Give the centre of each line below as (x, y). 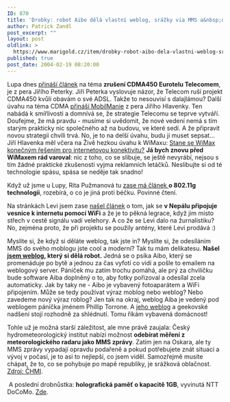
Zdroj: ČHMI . (25, 371)
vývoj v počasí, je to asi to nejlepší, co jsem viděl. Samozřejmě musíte (105, 356)
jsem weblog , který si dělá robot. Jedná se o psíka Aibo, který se (100, 256)
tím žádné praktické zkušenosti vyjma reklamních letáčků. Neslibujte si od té (115, 164)
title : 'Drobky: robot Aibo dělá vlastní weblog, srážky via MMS (102, 20)
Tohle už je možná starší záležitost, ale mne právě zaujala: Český (99, 327)
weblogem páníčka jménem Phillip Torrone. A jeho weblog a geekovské (107, 306)
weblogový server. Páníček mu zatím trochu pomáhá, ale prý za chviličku (110, 270)
